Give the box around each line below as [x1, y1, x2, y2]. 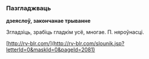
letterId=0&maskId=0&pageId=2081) [6, 46, 96, 53]
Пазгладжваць [6, 4, 51, 12]
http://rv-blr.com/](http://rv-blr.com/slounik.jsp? [8, 40, 125, 47]
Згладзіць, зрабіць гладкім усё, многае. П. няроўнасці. [6, 29, 144, 36]
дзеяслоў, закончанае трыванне [6, 18, 90, 25]
